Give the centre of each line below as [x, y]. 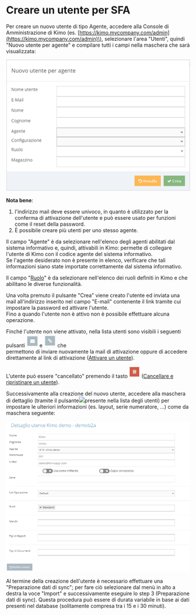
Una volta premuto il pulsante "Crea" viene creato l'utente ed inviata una [93, 295]
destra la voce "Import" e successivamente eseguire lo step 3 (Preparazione [98, 593]
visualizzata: [21, 51]
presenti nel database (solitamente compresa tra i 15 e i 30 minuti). [86, 606]
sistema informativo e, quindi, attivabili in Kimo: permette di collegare [89, 248]
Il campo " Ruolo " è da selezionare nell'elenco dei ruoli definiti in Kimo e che [97, 278]
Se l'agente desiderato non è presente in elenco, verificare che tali [86, 260]
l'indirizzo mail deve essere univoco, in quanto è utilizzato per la [91, 212]
